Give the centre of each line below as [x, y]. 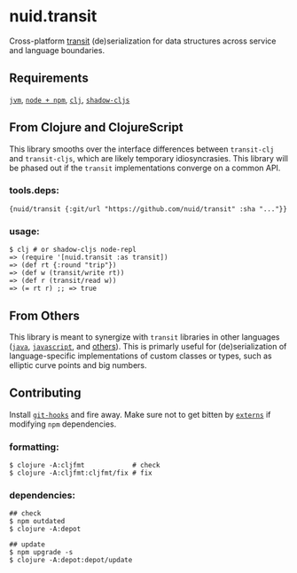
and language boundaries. [57, 50]
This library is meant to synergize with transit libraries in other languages [145, 337]
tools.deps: [34, 191]
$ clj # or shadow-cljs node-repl [73, 250]
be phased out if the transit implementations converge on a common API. [145, 168]
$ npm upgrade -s [41, 553]
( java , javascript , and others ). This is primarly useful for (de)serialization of [148, 346]
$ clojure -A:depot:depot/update [71, 561]
